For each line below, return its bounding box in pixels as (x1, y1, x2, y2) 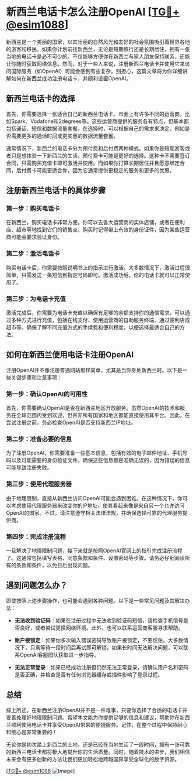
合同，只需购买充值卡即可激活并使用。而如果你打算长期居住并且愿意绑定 (6, 159, 180, 166)
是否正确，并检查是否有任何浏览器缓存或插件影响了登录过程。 (14, 671, 163, 678)
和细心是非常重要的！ (6, 728, 57, 735)
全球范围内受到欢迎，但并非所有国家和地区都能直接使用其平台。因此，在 (16, 412, 190, 419)
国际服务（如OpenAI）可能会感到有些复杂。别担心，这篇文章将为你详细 (10, 67, 183, 74)
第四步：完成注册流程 (6, 532, 66, 540)
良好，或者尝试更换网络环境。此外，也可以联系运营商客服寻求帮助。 (19, 624, 184, 631)
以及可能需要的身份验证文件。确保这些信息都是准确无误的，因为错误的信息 (10, 457, 190, 464)
